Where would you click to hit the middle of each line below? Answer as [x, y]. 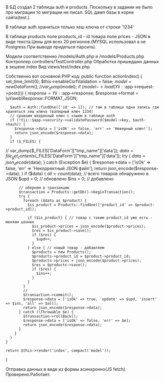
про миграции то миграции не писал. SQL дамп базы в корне [70, 12]
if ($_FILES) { [25, 142]
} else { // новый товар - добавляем [66, 248]
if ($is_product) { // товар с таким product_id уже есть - [90, 218]
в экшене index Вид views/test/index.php [48, 67]
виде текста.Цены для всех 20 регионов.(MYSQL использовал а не [76, 42]
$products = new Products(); [61, 252]
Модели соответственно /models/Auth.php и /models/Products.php [75, 56]
